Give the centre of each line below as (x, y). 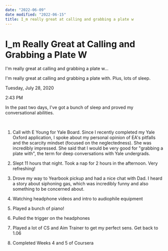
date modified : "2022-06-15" (36, 15)
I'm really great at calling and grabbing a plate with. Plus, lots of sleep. (78, 78)
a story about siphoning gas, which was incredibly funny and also (80, 184)
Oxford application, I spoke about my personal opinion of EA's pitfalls (84, 138)
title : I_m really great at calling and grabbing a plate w (70, 19)
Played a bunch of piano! (38, 208)
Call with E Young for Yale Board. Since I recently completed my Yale (83, 132)
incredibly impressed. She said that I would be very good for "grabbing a (88, 148)
